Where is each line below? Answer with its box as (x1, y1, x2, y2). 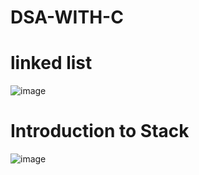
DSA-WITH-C (10, 6, 124, 29)
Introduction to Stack (10, 120, 190, 143)
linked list (10, 52, 93, 75)
